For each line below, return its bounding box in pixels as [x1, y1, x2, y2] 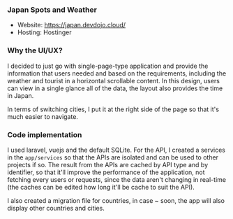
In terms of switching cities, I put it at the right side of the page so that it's [7, 105, 220, 113]
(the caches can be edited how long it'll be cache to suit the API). [7, 183, 195, 191]
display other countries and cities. [7, 204, 105, 212]
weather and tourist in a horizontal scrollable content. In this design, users [7, 76, 220, 85]
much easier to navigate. [7, 112, 79, 120]
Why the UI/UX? [7, 45, 63, 55]
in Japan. [7, 91, 34, 99]
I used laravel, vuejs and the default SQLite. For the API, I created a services [7, 146, 225, 154]
